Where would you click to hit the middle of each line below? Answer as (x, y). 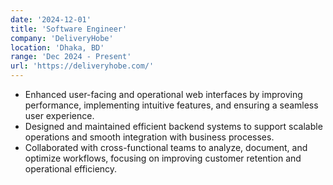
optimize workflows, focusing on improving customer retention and (163, 158)
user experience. (59, 115)
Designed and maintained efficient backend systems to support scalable (173, 126)
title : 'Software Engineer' (69, 29)
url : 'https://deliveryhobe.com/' (82, 66)
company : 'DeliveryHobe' (62, 38)
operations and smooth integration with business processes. (149, 137)
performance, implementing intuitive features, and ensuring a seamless (171, 105)
